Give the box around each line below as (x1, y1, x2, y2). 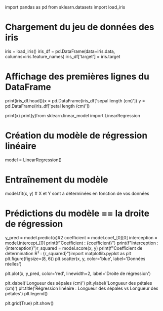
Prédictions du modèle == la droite (5, 208, 150, 219)
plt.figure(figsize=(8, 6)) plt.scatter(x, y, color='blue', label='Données (5, 256, 146, 262)
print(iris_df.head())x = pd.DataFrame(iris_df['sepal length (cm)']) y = (5, 97, 145, 103)
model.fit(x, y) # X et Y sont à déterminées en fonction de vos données (5, 190, 150, 196)
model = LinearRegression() (5, 157, 62, 163)
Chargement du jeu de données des (5, 22, 155, 33)
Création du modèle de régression (5, 130, 148, 141)
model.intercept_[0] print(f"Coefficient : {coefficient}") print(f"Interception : (5, 240, 159, 246)
